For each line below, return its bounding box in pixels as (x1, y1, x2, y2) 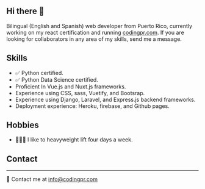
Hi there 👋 (6, 6, 45, 16)
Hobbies (6, 120, 40, 130)
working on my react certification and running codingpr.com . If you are (6, 29, 184, 36)
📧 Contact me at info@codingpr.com (6, 176, 98, 183)
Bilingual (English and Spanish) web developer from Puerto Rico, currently (6, 22, 193, 29)
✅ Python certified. (15, 69, 64, 76)
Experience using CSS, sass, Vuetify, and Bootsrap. (15, 89, 145, 96)
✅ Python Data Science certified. (15, 76, 99, 83)
